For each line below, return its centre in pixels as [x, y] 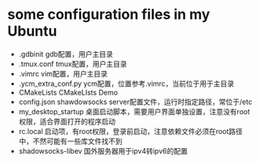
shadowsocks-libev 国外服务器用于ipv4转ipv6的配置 [103, 150]
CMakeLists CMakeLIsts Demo [68, 92]
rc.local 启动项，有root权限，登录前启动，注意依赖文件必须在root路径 [130, 131]
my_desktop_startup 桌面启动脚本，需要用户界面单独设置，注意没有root [134, 111]
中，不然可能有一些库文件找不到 [70, 141]
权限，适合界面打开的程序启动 [67, 121]
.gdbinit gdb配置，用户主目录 [66, 54]
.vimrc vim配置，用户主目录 [63, 73]
